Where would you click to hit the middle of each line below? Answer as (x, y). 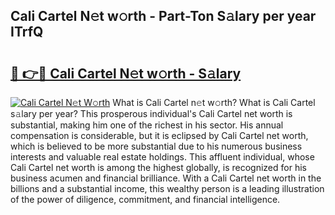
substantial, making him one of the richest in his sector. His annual (147, 125)
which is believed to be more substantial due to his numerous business (156, 146)
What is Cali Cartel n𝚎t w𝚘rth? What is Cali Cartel (214, 102)
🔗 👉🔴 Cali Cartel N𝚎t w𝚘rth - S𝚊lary (126, 73)
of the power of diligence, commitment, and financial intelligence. (145, 199)
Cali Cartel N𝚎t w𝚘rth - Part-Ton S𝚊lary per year (163, 16)
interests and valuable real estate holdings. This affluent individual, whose (162, 157)
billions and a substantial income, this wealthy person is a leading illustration (167, 188)
